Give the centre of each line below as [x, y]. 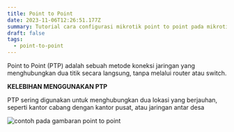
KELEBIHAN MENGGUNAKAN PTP [57, 86]
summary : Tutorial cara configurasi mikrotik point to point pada [106, 26]
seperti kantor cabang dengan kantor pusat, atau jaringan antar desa [106, 107]
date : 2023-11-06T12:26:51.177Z [54, 20]
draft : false [26, 33]
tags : [15, 40]
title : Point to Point [40, 14]
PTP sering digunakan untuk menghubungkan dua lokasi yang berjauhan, [112, 100]
